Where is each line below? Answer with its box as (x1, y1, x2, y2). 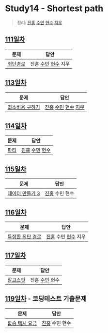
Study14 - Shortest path (5, 3, 104, 14)
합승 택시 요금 (7, 320, 37, 327)
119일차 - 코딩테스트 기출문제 (5, 294, 87, 303)
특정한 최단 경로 (7, 234, 42, 240)
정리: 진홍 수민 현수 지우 (16, 20, 62, 25)
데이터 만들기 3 (7, 190, 40, 197)
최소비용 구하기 (7, 103, 40, 110)
